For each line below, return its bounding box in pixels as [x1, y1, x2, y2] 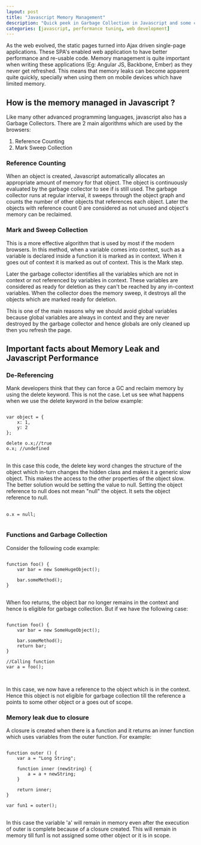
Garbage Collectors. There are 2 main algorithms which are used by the [6, 120, 183, 127]
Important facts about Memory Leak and [6, 344, 160, 354]
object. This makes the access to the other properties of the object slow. [6, 475, 185, 482]
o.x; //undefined [6, 446, 50, 452]
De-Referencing [6, 371, 54, 379]
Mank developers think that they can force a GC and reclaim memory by [6, 385, 184, 392]
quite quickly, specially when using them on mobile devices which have [6, 74, 182, 81]
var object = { [6, 414, 44, 420]
